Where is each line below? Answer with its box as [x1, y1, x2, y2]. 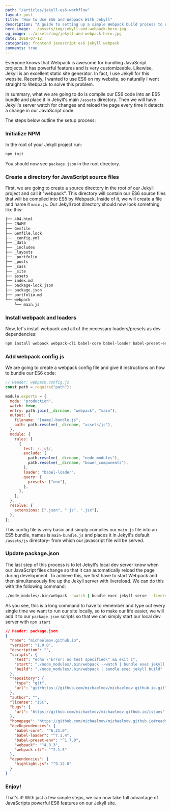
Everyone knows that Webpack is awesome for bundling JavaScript [5, 59, 147, 65]
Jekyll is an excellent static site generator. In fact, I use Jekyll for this [5, 70, 150, 77]
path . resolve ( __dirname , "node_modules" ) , [27, 455, 120, 461]
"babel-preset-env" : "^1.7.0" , [14, 738, 81, 743]
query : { [23, 474, 42, 480]
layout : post [5, 12, 33, 17]
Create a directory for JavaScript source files [5, 173, 120, 180]
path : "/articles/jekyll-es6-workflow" [5, 7, 90, 13]
